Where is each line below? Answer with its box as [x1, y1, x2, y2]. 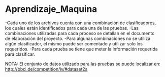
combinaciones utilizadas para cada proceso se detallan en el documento [5, 30, 155, 36]
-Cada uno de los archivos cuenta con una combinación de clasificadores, [5, 20, 156, 26]
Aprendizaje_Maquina [5, 3, 98, 15]
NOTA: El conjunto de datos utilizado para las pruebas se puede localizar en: [5, 61, 161, 67]
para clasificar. [5, 51, 35, 57]
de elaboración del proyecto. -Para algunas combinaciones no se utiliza [5, 36, 151, 41]
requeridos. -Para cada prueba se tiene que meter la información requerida [5, 46, 158, 52]
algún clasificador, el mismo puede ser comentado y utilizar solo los [5, 40, 143, 46]
